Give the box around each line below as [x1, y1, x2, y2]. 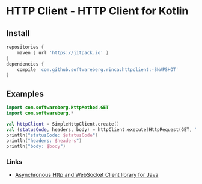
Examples [6, 88, 44, 99]
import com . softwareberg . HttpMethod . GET [6, 105, 109, 111]
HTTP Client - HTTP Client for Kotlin [6, 4, 189, 18]
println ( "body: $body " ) [6, 143, 66, 150]
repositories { [6, 44, 44, 50]
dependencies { [6, 61, 44, 67]
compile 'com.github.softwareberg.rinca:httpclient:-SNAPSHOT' [17, 66, 179, 73]
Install [6, 28, 30, 38]
